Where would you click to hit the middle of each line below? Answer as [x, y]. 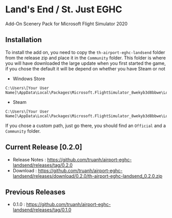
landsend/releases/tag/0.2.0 [42, 165]
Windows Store [29, 79]
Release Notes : [29, 159]
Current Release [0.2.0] [44, 147]
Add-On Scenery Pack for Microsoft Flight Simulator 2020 [67, 24]
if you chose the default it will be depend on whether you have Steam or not [85, 68]
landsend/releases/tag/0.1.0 [42, 210]
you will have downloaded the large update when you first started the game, [86, 63]
